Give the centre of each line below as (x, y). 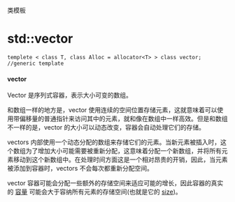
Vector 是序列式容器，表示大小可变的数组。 (70, 95)
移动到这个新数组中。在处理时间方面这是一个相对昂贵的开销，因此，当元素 (120, 160)
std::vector (40, 39)
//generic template (36, 63)
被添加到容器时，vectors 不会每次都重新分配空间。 (80, 169)
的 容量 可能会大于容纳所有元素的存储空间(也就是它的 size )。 (94, 192)
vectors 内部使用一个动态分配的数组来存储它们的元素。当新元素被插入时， (114, 142)
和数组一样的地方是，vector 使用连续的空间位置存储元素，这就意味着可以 (112, 110)
